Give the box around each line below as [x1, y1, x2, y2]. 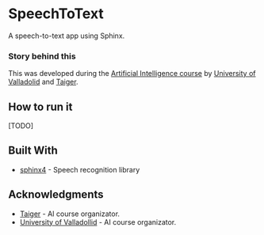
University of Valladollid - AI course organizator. [19, 217, 177, 226]
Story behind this [8, 51, 77, 62]
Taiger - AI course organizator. [19, 209, 121, 218]
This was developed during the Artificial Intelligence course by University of [8, 69, 256, 78]
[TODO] [8, 121, 34, 131]
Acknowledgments [8, 188, 105, 202]
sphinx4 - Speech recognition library [19, 165, 140, 174]
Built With [8, 144, 58, 157]
